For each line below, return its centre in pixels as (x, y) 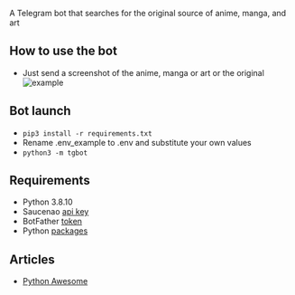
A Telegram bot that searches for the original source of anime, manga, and (148, 13)
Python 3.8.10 (48, 202)
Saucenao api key (55, 212)
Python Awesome (55, 281)
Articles (32, 259)
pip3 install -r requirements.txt (87, 133)
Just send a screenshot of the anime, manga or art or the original (143, 72)
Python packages (55, 231)
